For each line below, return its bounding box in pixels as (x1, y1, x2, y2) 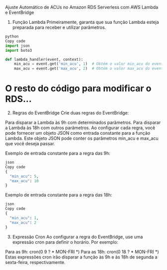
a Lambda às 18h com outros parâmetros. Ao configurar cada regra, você (5, 125, 156, 131)
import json (5, 43, 30, 48)
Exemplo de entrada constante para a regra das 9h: (5, 150, 111, 156)
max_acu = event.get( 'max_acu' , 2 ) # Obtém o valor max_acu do (14, 66, 150, 71)
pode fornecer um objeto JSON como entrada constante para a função (5, 130, 151, 136)
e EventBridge (5, 9, 34, 15)
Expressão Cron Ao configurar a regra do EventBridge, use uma (12, 234, 143, 240)
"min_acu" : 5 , (9, 174, 39, 179)
